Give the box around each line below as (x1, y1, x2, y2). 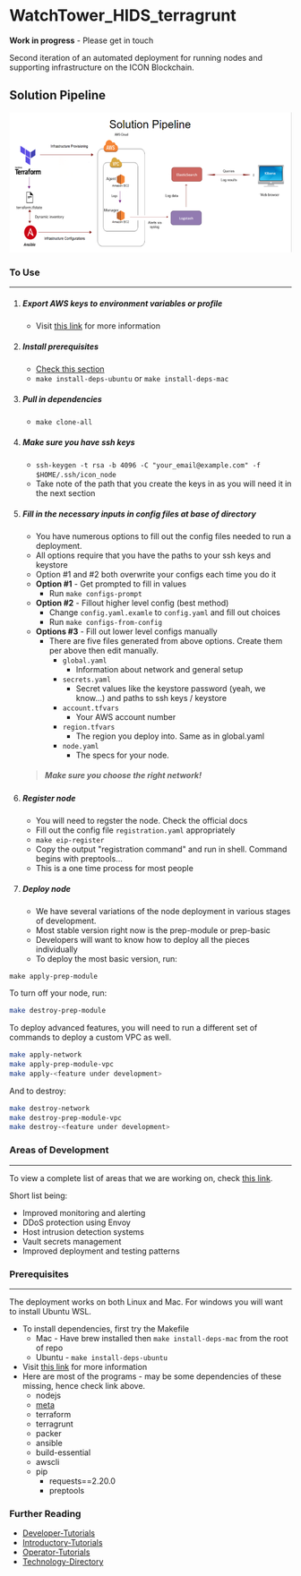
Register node (21, 792, 76, 803)
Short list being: (9, 1190, 68, 1201)
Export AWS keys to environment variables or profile (21, 297, 223, 309)
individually (35, 944, 78, 955)
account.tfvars (62, 704, 119, 713)
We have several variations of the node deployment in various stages (35, 906, 291, 917)
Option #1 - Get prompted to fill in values (35, 578, 186, 589)
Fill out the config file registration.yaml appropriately (35, 825, 236, 835)
